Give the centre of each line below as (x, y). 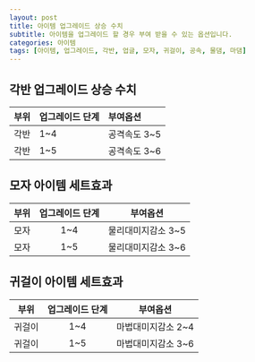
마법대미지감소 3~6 (155, 343)
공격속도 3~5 (135, 134)
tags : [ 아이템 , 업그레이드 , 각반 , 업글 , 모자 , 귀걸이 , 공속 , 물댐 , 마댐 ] (128, 51)
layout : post (34, 17)
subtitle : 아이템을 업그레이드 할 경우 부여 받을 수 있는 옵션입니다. (121, 34)
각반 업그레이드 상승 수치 (73, 89)
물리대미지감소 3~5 (147, 230)
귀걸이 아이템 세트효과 (66, 282)
